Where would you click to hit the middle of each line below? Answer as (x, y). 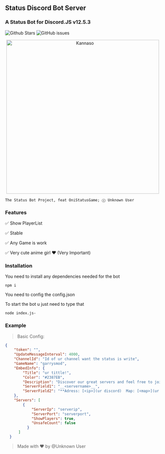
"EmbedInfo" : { (29, 368)
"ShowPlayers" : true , (54, 419)
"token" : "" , (27, 350)
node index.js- (21, 313)
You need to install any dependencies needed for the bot (63, 276)
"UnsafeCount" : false (54, 423)
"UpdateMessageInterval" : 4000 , (47, 355)
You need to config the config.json (40, 294)
